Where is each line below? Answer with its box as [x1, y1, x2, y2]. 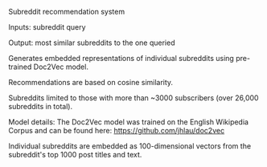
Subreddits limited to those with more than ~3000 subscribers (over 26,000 [8, 93, 259, 103]
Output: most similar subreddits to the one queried [8, 38, 175, 47]
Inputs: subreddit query [8, 22, 86, 31]
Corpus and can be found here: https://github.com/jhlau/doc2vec [8, 126, 225, 135]
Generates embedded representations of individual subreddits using [8, 54, 235, 63]
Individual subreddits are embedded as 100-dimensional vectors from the [8, 141, 252, 151]
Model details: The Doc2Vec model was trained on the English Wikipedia [8, 117, 249, 127]
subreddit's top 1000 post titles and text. [8, 150, 142, 159]
